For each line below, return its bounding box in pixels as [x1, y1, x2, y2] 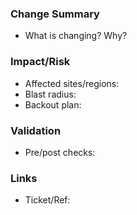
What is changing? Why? [24, 30, 128, 42]
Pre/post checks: [24, 146, 96, 158]
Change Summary [10, 7, 100, 21]
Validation [10, 123, 62, 137]
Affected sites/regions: [24, 77, 120, 89]
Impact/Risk [10, 55, 71, 69]
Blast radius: [24, 88, 77, 100]
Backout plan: [24, 98, 82, 111]
